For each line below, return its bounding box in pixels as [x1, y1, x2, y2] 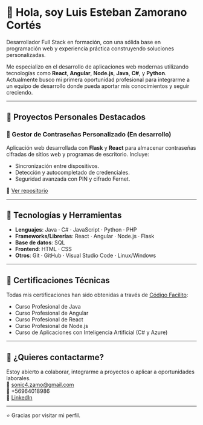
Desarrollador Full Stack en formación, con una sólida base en [6, 38, 161, 45]
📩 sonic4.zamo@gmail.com [6, 381, 74, 389]
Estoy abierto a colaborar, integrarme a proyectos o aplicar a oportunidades [6, 368, 195, 375]
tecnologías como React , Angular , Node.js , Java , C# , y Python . [6, 69, 167, 76]
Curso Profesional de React [14, 316, 83, 323]
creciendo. [6, 89, 33, 96]
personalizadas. [6, 51, 47, 58]
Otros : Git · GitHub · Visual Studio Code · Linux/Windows [14, 252, 156, 259]
